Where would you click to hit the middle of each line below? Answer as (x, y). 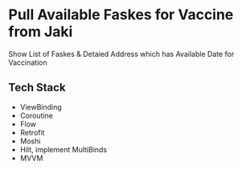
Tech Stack (37, 88)
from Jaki (41, 32)
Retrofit (32, 132)
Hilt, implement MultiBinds (64, 149)
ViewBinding (41, 107)
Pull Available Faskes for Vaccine (121, 15)
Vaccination (28, 62)
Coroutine (37, 115)
